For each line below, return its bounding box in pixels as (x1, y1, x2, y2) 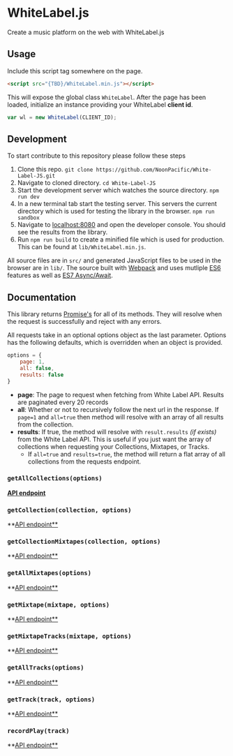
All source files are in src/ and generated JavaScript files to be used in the (7, 256, 222, 265)
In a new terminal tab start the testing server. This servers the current (17, 200, 218, 208)
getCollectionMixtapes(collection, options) (7, 538, 161, 546)
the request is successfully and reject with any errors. (7, 318, 162, 326)
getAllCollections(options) (7, 475, 103, 482)
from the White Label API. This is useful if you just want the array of (17, 435, 212, 443)
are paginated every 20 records (17, 398, 109, 406)
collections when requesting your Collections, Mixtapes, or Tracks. (17, 442, 210, 451)
